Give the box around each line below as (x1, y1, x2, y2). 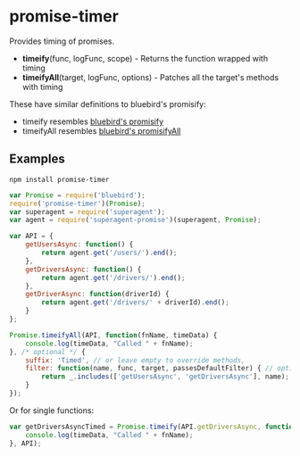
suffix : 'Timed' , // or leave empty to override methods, (25, 355, 246, 365)
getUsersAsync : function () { (25, 240, 134, 249)
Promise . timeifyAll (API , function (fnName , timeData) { (9, 330, 218, 340)
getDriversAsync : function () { (25, 265, 142, 274)
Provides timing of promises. (9, 36, 114, 46)
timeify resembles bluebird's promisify (21, 116, 164, 127)
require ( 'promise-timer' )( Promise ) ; (9, 199, 146, 208)
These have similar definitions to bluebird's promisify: (9, 98, 207, 109)
